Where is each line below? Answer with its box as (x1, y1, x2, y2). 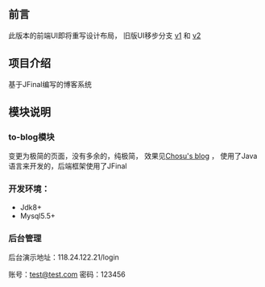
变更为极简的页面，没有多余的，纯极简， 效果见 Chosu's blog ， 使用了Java (8, 152, 258, 161)
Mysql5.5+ (19, 210, 56, 220)
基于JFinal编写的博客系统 (8, 79, 93, 89)
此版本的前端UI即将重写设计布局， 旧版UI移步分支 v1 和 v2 (8, 31, 201, 40)
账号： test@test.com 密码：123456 (8, 269, 126, 279)
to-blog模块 (8, 131, 55, 143)
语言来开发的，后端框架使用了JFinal (8, 161, 127, 171)
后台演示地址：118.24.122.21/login (8, 252, 119, 262)
